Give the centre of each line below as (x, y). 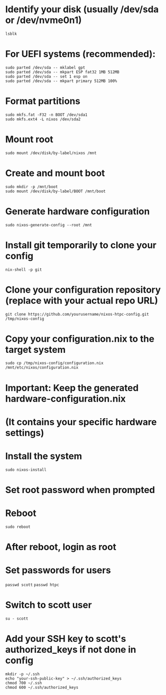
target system (36, 350)
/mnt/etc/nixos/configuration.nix (42, 368)
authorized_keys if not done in (71, 650)
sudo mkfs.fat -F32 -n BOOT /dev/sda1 (46, 115)
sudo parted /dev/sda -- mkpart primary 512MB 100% (61, 81)
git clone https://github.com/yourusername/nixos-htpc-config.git (77, 314)
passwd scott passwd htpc (32, 585)
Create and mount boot (55, 173)
